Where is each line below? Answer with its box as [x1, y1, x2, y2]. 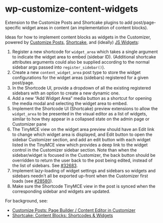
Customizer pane [12, 121, 47, 127]
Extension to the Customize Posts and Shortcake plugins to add [5, 19, 133, 25]
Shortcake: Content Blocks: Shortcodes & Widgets [12, 212, 113, 218]
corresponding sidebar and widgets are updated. [12, 188, 110, 194]
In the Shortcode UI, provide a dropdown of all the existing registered [12, 85, 151, 91]
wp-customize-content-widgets [5, 3, 138, 15]
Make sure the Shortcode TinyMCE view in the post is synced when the [12, 183, 156, 189]
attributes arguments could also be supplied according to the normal [12, 59, 150, 65]
